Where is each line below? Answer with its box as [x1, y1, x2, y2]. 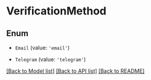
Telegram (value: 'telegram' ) [14, 56, 86, 63]
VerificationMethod [6, 4, 107, 18]
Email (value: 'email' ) [14, 44, 70, 51]
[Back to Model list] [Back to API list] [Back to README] [6, 67, 145, 75]
